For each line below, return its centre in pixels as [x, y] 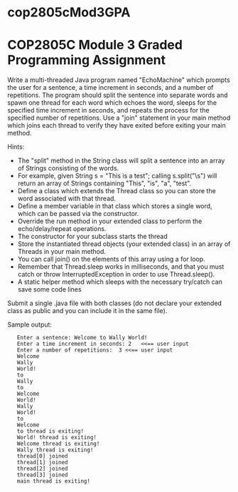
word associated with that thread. [66, 199]
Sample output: [29, 324]
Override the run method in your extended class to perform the [110, 221]
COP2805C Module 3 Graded [95, 45]
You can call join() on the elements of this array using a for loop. [112, 259]
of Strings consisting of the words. [68, 168]
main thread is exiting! [54, 481]
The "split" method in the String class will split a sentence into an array [121, 160]
